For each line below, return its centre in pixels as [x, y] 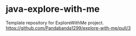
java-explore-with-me [53, 9]
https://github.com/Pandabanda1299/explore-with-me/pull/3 [68, 28]
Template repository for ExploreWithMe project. [55, 23]
